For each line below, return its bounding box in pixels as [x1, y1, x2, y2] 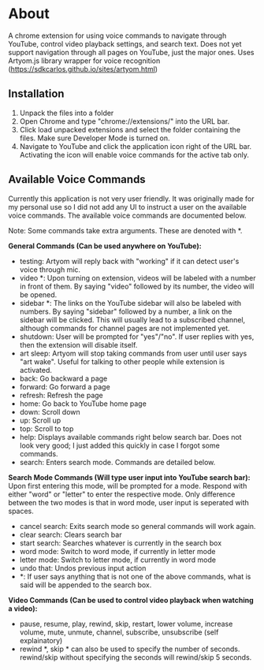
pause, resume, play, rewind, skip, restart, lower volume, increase [19, 619, 233, 628]
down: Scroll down [19, 407, 80, 416]
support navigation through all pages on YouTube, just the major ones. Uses [8, 47, 255, 57]
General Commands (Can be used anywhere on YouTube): [8, 241, 203, 251]
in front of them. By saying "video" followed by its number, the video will [19, 281, 255, 291]
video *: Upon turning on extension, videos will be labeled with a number [19, 273, 256, 282]
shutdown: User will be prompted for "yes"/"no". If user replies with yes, [19, 332, 255, 341]
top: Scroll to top [19, 423, 74, 434]
